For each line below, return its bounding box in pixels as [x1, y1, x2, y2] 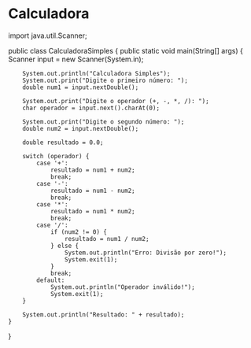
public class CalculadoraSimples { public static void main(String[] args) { [8, 46, 244, 55]
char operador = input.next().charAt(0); [22, 104, 160, 112]
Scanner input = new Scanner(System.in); [8, 54, 144, 64]
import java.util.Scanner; [8, 31, 88, 40]
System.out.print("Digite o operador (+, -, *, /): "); [22, 97, 210, 105]
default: [36, 276, 65, 284]
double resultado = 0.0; [22, 139, 104, 146]
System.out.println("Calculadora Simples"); [22, 69, 171, 77]
